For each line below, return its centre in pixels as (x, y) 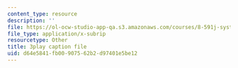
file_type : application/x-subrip (57, 34)
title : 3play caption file (47, 47)
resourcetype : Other (38, 40)
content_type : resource (42, 14)
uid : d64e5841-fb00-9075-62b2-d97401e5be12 (73, 54)
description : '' (31, 21)
